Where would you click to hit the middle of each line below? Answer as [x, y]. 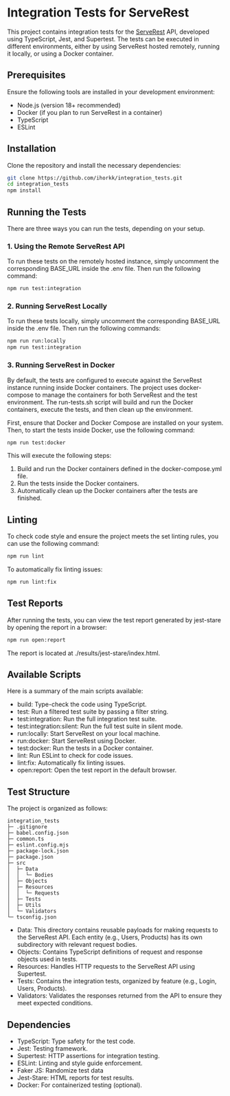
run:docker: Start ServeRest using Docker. [77, 741]
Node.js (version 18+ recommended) [69, 105]
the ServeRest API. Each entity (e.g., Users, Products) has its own [110, 937]
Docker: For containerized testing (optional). [80, 1085]
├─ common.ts [26, 839]
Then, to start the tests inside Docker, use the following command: [101, 430]
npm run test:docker [37, 442]
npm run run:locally [37, 341]
